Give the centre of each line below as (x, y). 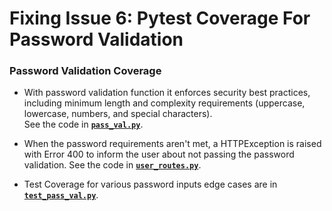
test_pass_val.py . (61, 195)
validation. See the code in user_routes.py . (112, 165)
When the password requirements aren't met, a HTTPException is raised (172, 144)
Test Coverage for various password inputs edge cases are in (150, 184)
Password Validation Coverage (85, 71)
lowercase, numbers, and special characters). (118, 114)
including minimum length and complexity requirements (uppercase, (164, 103)
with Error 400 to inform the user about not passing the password (159, 154)
